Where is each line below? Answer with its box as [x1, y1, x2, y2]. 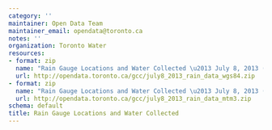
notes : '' [8, 34, 42, 43]
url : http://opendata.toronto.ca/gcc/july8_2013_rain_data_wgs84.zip [15, 72, 255, 80]
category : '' [8, 11, 53, 20]
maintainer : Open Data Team [8, 19, 104, 27]
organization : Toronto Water [8, 42, 107, 50]
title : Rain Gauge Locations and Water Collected [8, 110, 180, 118]
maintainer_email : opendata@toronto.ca [8, 27, 143, 35]
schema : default [8, 102, 63, 110]
